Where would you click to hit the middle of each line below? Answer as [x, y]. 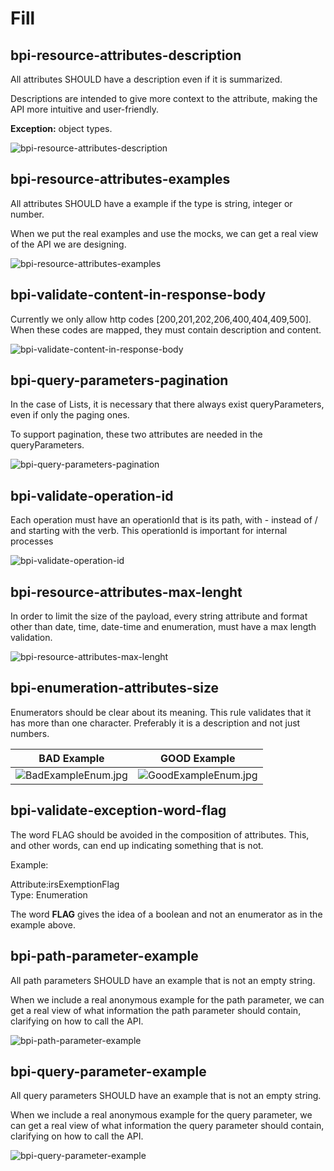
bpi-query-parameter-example [108, 1071]
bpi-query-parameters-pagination [119, 380]
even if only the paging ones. [70, 415]
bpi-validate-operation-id [92, 495]
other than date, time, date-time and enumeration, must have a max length [163, 627]
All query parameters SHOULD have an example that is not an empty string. [166, 1096]
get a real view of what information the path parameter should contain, [156, 1010]
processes [32, 541]
